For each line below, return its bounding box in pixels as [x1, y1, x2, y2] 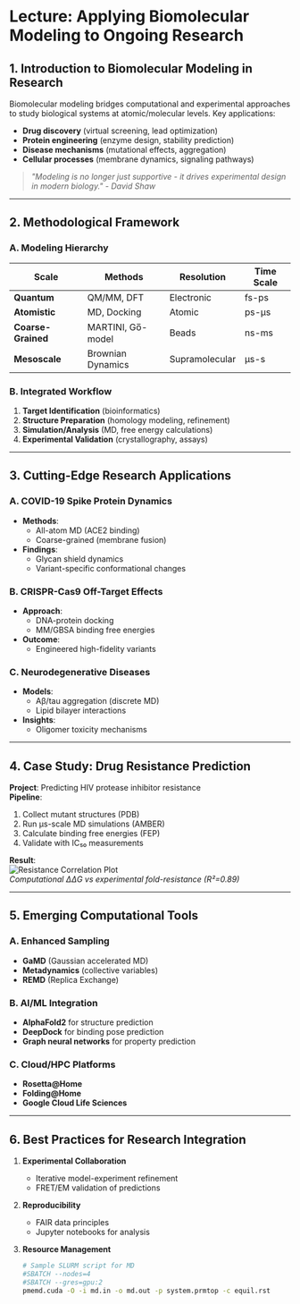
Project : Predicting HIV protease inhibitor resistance [9, 783, 201, 793]
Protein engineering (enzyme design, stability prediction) [21, 135, 235, 145]
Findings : [21, 544, 58, 555]
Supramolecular [169, 352, 237, 365]
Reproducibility [21, 1200, 81, 1211]
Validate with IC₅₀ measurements [21, 838, 145, 849]
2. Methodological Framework [9, 215, 180, 230]
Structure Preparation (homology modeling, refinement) [21, 414, 230, 426]
